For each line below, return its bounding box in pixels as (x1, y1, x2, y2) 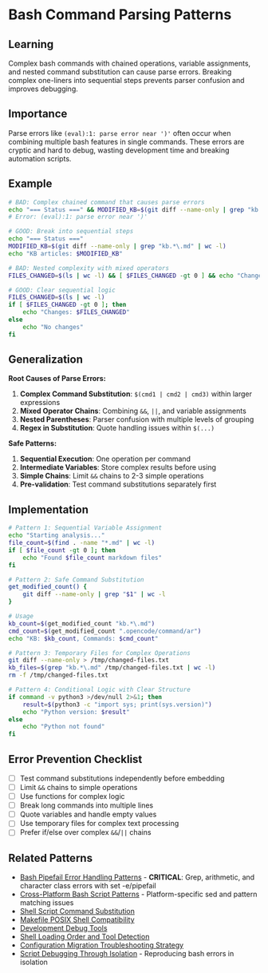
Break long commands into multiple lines (19, 800, 154, 810)
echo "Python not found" (22, 723, 105, 731)
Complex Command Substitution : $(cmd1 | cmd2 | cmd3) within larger (19, 389, 253, 399)
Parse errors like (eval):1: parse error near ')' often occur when (8, 128, 231, 137)
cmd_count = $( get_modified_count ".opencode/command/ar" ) (8, 627, 202, 635)
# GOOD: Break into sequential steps (8, 228, 134, 236)
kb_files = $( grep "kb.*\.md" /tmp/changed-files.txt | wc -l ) (8, 664, 216, 672)
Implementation (8, 502, 89, 516)
